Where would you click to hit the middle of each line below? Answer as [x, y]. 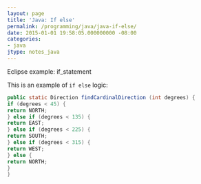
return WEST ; [26, 149]
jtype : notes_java [33, 52]
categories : [24, 39]
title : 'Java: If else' [41, 20]
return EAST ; [26, 123]
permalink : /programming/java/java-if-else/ [72, 26]
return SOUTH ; [28, 136]
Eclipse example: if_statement [49, 71]
